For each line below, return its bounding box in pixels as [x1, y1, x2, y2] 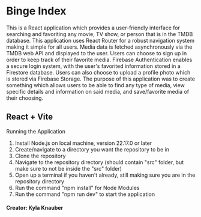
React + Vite [6, 112, 53, 122]
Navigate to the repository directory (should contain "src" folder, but [14, 158, 184, 166]
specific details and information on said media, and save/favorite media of [6, 88, 190, 95]
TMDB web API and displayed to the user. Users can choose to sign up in [6, 49, 187, 57]
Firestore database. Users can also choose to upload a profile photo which [6, 69, 191, 76]
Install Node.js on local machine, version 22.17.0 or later [14, 139, 152, 147]
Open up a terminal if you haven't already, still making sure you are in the [14, 171, 196, 179]
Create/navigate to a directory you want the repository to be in [14, 145, 170, 153]
